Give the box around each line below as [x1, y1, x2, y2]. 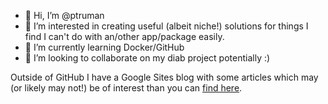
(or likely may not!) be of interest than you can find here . [10, 82, 243, 94]
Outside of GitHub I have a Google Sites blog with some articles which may [10, 71, 319, 83]
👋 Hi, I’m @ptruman [24, 10, 105, 21]
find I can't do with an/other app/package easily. [24, 31, 225, 42]
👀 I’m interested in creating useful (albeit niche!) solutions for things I [24, 20, 309, 32]
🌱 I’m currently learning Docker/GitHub [24, 41, 185, 53]
